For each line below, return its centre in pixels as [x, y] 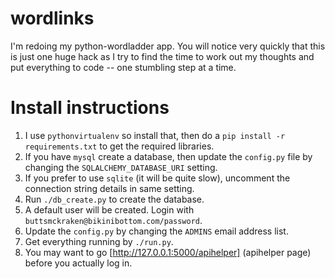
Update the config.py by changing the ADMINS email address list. [156, 231]
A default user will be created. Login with [109, 209]
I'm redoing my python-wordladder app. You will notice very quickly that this [168, 46]
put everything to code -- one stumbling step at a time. [123, 67]
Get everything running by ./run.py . [99, 241]
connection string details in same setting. [109, 188]
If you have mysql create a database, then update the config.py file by [168, 156]
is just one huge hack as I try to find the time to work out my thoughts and [162, 56]
